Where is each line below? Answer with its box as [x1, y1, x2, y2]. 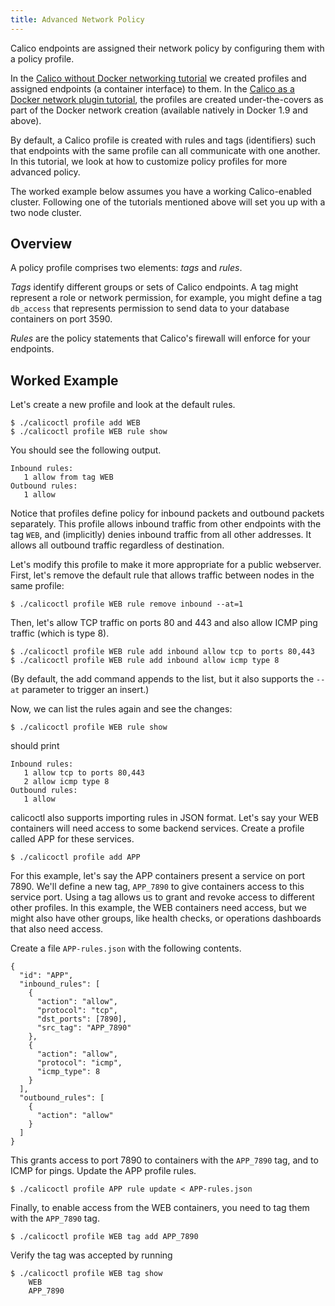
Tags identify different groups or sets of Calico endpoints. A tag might [10, 281, 299, 293]
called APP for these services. [10, 833, 135, 845]
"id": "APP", [19, 971, 74, 981]
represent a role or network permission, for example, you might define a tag [10, 292, 323, 304]
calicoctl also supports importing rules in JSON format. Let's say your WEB [10, 812, 319, 824]
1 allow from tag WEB [23, 472, 114, 483]
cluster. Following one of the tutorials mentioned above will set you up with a [10, 196, 326, 208]
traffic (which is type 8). [10, 627, 110, 640]
